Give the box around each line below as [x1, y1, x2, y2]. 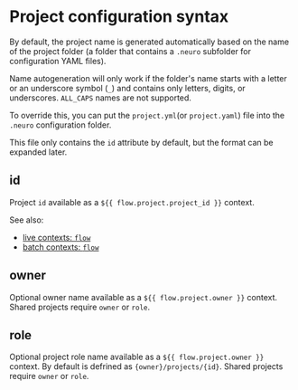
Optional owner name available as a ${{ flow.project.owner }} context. [9, 291, 278, 302]
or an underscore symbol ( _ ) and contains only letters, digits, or [9, 82, 246, 93]
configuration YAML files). [9, 55, 107, 66]
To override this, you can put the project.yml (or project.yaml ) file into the [9, 109, 285, 120]
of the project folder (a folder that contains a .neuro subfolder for [9, 45, 251, 56]
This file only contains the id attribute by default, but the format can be [9, 137, 274, 147]
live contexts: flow [22, 232, 91, 243]
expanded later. [9, 147, 68, 157]
